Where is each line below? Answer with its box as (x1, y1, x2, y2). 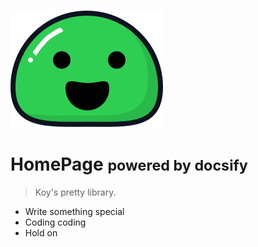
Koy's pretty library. (34, 186, 117, 198)
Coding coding (24, 216, 87, 228)
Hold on (24, 226, 58, 239)
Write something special (24, 205, 125, 217)
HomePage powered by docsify (10, 153, 248, 176)
